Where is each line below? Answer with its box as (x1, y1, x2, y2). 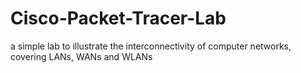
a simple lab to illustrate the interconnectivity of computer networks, (10, 40, 292, 52)
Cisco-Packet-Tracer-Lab (10, 7, 227, 30)
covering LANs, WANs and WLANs (10, 50, 153, 62)
